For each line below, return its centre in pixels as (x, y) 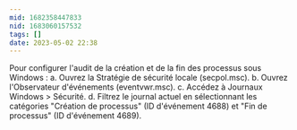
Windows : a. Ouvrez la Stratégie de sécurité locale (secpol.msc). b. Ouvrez (148, 78)
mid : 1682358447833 (46, 17)
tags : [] (25, 34)
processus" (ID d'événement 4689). (76, 116)
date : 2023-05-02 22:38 (54, 43)
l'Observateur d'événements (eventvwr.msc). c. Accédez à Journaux (136, 87)
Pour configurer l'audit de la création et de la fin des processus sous (136, 68)
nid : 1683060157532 (46, 26)
